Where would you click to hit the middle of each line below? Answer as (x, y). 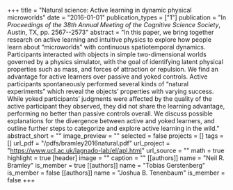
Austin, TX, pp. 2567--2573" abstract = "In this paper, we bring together (111, 32)
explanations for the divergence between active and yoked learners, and (111, 121)
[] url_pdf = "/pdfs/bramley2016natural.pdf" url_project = (89, 143)
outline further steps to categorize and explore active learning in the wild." (113, 128)
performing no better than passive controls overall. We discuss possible (110, 113)
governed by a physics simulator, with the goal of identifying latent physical (115, 62)
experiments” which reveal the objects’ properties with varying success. (111, 91)
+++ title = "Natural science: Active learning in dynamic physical (99, 10)
